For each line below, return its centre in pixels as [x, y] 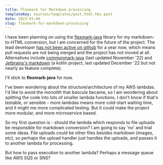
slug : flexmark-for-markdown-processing [47, 23]
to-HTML [14, 42]
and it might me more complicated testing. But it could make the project [77, 108]
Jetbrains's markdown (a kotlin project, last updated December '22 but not [80, 63]
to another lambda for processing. [39, 143]
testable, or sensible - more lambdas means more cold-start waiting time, [79, 103]
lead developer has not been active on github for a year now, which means [80, 47]
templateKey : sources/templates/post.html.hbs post [59, 14]
